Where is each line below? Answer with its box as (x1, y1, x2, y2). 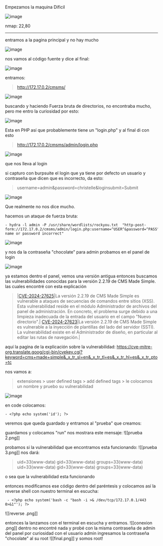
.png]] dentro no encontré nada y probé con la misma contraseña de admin (5, 525, 155, 531)
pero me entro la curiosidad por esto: (5, 108, 79, 114)
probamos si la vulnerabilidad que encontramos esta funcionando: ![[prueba (5, 445, 157, 450)
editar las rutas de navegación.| (16, 334, 81, 340)
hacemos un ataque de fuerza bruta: (5, 213, 78, 219)
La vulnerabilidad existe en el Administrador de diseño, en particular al (16, 329, 158, 335)
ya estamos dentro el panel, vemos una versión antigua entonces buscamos (5, 273, 158, 279)
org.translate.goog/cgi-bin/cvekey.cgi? (5, 349, 83, 355)
